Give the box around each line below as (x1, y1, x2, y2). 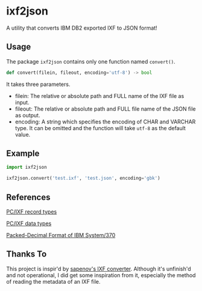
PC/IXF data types (6, 220, 52, 227)
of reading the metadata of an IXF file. (6, 278, 101, 285)
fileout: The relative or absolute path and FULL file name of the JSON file (14, 105, 196, 113)
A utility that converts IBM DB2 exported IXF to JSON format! (6, 24, 158, 31)
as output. (14, 111, 40, 119)
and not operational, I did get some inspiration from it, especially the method (6, 271, 196, 279)
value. (14, 131, 31, 138)
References (6, 192, 51, 202)
